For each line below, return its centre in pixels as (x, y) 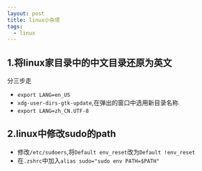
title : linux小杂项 (34, 20)
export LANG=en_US (44, 95)
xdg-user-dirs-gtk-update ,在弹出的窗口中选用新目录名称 (98, 103)
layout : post (26, 13)
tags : (15, 26)
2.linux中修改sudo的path (62, 134)
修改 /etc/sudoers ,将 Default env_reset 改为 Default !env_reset (106, 152)
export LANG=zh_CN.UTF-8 (53, 111)
